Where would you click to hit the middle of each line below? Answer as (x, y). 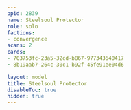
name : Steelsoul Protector (46, 20)
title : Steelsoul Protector (47, 83)
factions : (21, 33)
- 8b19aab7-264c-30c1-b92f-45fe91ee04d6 (66, 65)
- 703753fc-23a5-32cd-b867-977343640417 (66, 58)
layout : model (27, 77)
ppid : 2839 (23, 13)
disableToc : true (32, 90)
